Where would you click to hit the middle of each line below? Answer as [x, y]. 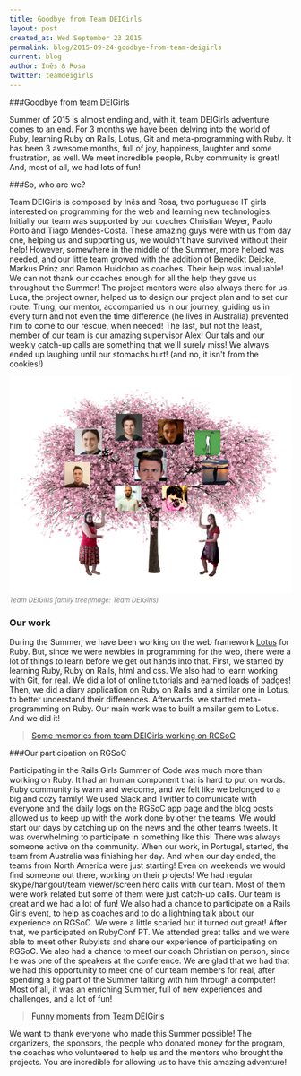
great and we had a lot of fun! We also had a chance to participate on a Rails [150, 904]
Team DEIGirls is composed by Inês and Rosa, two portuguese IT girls [138, 202]
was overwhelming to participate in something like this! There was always [145, 837]
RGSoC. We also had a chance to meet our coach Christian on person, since [150, 951]
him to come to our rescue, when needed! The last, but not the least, [136, 325]
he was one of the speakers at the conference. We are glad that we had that [150, 961]
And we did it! [35, 719]
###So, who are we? [47, 185]
